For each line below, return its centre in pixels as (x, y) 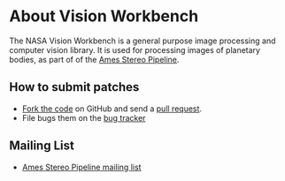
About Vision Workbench (104, 16)
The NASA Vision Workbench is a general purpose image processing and (142, 41)
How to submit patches (74, 87)
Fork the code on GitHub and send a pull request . (112, 109)
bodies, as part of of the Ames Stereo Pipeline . (94, 59)
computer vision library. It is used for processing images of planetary (135, 49)
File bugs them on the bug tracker (84, 117)
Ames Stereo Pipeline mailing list (81, 167)
